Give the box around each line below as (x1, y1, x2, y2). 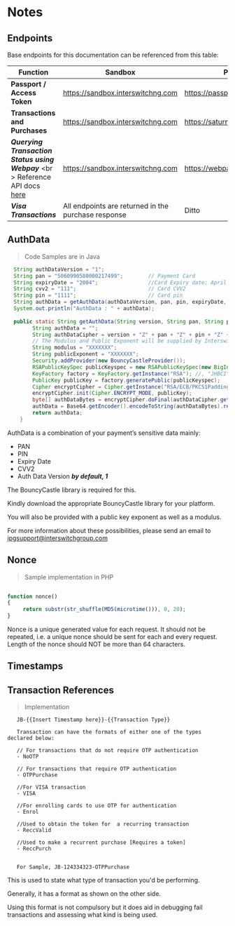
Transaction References (7, 684, 114, 696)
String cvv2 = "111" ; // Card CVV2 (13, 286, 187, 293)
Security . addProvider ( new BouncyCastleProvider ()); (32, 357, 187, 365)
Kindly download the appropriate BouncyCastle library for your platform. (7, 499, 215, 507)
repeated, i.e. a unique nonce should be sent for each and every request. (7, 633, 218, 640)
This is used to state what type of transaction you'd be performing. (7, 876, 201, 885)
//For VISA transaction (16, 784, 86, 791)
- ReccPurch (16, 845, 52, 852)
